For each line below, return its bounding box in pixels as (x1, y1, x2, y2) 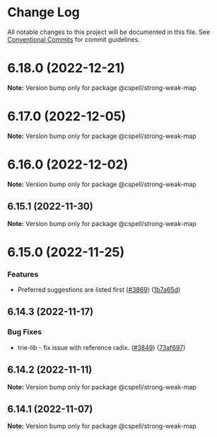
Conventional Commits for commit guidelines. (7, 35, 140, 43)
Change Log (7, 4, 80, 21)
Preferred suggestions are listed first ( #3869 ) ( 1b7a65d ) (17, 285, 181, 294)
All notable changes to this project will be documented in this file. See (7, 28, 211, 36)
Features (7, 269, 39, 279)
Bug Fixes (7, 327, 42, 337)
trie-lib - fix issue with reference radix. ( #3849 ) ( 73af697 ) (17, 343, 186, 351)
